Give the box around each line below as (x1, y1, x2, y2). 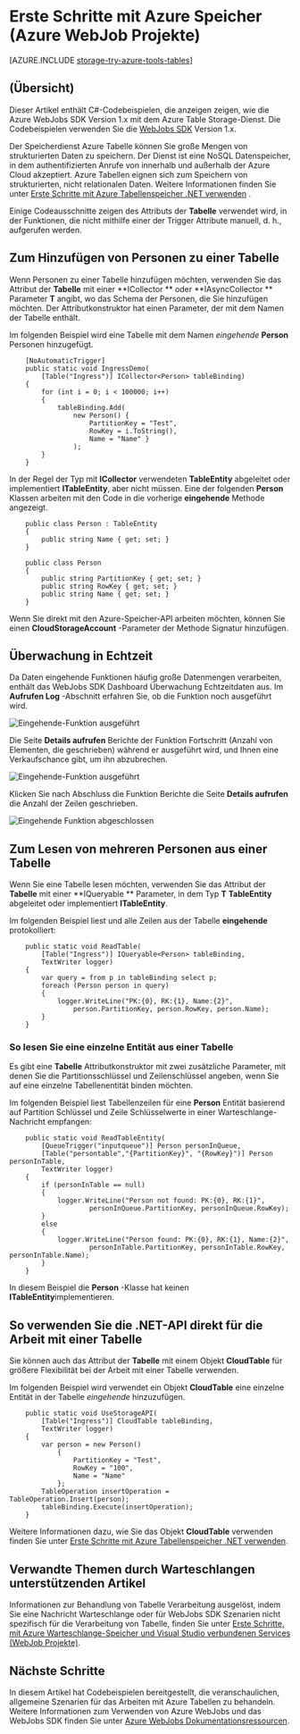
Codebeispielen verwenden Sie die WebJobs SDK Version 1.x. (9, 123, 237, 134)
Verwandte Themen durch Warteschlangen (9, 1562, 256, 1577)
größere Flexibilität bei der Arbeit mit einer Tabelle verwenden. (9, 1365, 239, 1376)
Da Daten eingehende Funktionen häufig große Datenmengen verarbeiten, (9, 672, 282, 683)
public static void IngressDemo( (25, 364, 150, 373)
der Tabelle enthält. (9, 312, 80, 323)
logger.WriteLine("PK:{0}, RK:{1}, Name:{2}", (56, 997, 234, 1006)
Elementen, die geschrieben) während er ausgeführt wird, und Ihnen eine (9, 744, 279, 756)
